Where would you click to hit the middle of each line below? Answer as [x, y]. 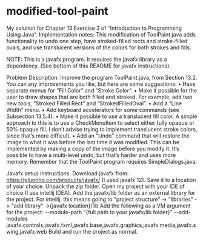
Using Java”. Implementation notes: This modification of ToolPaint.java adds [101, 34]
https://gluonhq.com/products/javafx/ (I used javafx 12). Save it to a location [101, 180]
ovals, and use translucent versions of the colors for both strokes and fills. [99, 47]
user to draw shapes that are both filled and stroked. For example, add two [99, 97]
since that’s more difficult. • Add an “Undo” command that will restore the [98, 136]
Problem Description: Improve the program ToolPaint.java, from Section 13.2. [102, 77]
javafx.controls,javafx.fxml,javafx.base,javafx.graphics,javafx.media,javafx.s [101, 225]
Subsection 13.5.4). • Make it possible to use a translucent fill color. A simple [102, 116]
